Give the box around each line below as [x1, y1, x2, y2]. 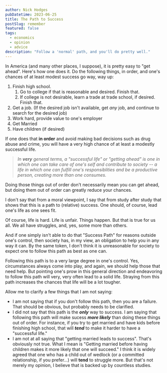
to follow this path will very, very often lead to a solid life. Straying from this [5, 273, 160, 279]
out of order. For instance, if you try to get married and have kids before [12, 319, 161, 325]
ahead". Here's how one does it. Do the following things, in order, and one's [5, 68, 161, 74]
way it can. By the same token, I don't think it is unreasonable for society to [5, 242, 160, 248]
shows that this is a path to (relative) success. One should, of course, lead [5, 202, 158, 208]
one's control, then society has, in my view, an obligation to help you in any [5, 237, 160, 243]
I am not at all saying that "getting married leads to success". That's [12, 335, 152, 341]
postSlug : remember [5, 21, 46, 27]
